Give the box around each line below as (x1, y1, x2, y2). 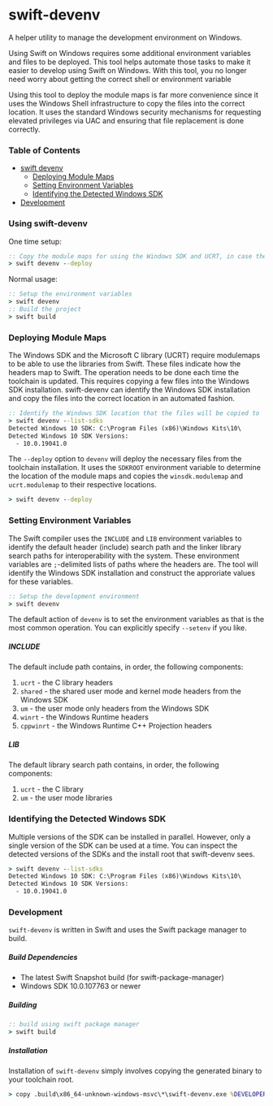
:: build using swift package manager (8, 1021, 140, 1029)
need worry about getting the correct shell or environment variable (8, 74, 232, 84)
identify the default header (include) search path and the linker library (8, 542, 242, 551)
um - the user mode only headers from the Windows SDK (19, 704, 210, 714)
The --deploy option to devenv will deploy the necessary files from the (8, 454, 242, 464)
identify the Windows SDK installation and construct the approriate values (8, 568, 256, 577)
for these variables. (8, 577, 73, 586)
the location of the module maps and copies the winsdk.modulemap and (8, 471, 244, 481)
